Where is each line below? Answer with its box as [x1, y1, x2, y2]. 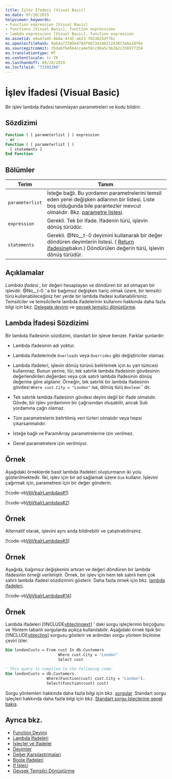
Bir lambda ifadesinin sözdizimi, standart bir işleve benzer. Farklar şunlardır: [5, 332, 165, 339]
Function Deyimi [12, 729, 47, 735]
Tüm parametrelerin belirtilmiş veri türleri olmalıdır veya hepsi [12, 415, 142, 421]
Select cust [58, 657, 83, 662]
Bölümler [5, 165, 35, 174]
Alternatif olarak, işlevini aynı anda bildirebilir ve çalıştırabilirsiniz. [5, 528, 142, 534]
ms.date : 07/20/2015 [5, 12, 50, 17]
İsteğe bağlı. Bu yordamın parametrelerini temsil [47, 189, 162, 197]
